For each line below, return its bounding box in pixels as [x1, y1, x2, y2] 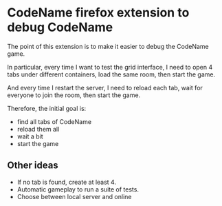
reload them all [16, 125, 60, 133]
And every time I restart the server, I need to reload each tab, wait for [7, 83, 203, 92]
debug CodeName [7, 19, 113, 35]
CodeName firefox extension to [7, 5, 190, 21]
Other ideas [7, 160, 58, 172]
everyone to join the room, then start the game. [7, 91, 141, 99]
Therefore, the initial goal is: [7, 104, 87, 112]
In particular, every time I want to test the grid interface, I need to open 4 [7, 63, 213, 71]
